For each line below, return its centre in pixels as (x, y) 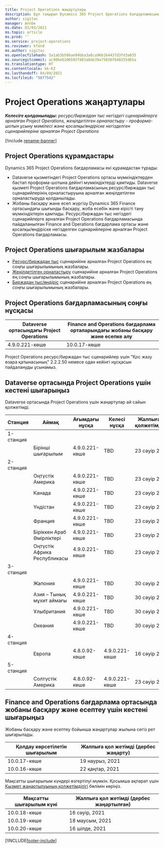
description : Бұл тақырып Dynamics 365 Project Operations (66, 14)
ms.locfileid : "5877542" (30, 78)
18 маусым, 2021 (90, 821)
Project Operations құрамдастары (59, 156)
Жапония (44, 583)
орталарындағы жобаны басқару (111, 331)
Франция (44, 521)
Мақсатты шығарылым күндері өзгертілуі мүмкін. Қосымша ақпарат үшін (82, 781)
